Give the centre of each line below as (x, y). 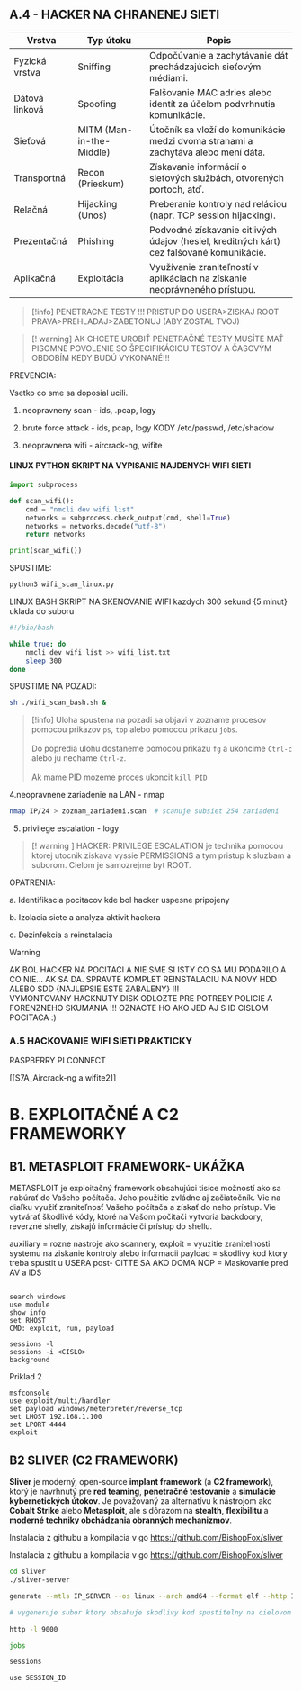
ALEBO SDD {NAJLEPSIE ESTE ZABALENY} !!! (94, 989)
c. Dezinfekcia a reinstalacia (61, 935)
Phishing (96, 240)
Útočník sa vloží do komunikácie (218, 130)
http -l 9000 (34, 1629)
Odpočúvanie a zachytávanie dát (219, 55)
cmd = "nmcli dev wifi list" (80, 509)
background (30, 1360)
